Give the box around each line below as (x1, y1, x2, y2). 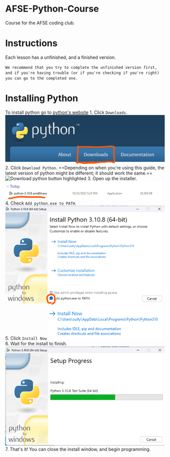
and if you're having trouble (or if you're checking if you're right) (5, 70, 159, 75)
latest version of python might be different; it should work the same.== (5, 170, 153, 176)
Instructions (5, 37, 58, 49)
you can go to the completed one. (5, 75, 78, 81)
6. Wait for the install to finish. (5, 340, 67, 347)
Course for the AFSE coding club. (5, 20, 75, 26)
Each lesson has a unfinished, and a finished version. (5, 54, 116, 60)
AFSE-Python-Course (5, 3, 99, 15)
